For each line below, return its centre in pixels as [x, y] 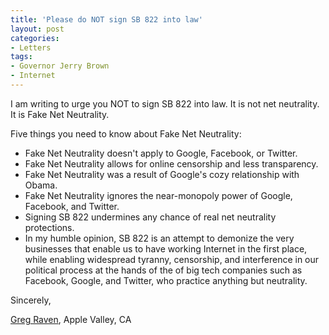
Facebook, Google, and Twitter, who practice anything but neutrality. [166, 280]
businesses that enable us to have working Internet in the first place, [166, 248]
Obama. [41, 185]
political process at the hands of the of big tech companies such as [163, 270]
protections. [49, 227]
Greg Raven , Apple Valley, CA [71, 319]
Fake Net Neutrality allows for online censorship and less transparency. [171, 163]
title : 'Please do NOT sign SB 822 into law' [106, 19]
